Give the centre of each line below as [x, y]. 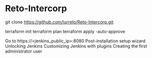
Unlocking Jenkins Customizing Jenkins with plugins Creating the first [76, 46]
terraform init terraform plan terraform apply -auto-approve [65, 31]
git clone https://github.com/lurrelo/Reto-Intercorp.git [59, 22]
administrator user [24, 51]
